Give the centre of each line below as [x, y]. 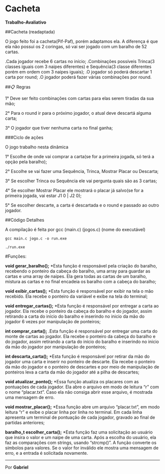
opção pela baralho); [26, 162]
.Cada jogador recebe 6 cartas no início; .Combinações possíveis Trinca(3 [80, 61]
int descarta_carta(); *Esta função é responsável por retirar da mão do [77, 356]
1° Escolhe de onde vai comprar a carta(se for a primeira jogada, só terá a [80, 156]
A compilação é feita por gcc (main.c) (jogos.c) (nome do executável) [75, 229]
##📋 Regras [18, 87]
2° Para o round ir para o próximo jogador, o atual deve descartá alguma [78, 113]
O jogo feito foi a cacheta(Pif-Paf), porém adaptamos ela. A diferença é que [82, 41]
